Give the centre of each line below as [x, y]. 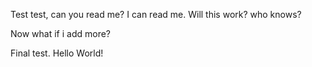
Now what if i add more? [60, 33]
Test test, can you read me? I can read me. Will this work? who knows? [156, 14]
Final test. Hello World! [57, 53]
